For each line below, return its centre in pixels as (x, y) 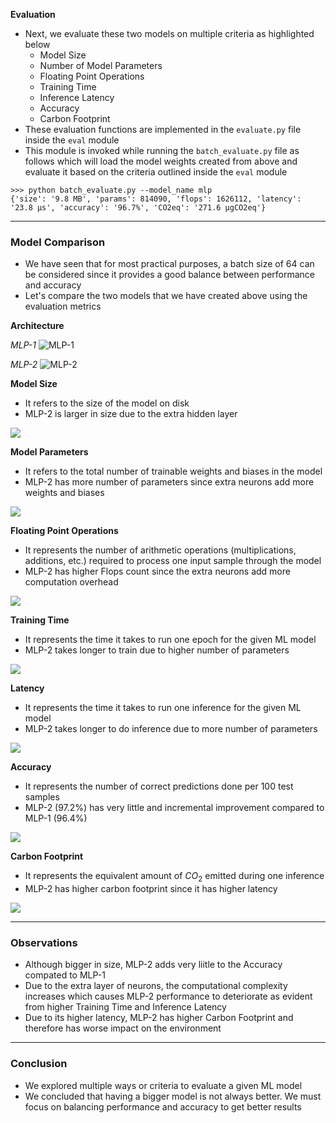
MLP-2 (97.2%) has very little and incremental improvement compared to (174, 808)
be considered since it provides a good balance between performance (170, 275)
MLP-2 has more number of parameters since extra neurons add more (169, 482)
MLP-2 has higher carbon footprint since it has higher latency (151, 889)
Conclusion (39, 1064)
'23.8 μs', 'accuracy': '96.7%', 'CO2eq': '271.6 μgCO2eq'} (138, 208)
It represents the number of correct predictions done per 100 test (159, 786)
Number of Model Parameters (101, 65)
